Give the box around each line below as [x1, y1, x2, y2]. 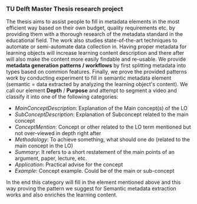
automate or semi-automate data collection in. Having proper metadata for [6, 43, 187, 50]
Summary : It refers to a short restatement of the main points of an [14, 149, 175, 156]
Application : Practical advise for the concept [14, 161, 123, 168]
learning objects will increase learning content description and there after [6, 50, 185, 57]
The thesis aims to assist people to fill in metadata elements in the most [6, 18, 180, 25]
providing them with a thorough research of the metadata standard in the [6, 31, 183, 38]
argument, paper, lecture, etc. [14, 155, 87, 162]
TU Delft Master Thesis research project [6, 5, 123, 13]
